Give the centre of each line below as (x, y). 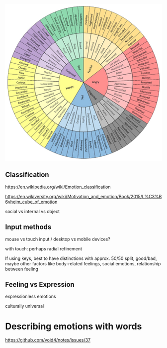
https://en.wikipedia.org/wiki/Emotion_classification (58, 187)
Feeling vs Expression (40, 285)
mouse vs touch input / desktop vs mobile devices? (58, 239)
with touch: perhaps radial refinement (44, 248)
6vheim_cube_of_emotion (31, 202)
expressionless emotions (31, 296)
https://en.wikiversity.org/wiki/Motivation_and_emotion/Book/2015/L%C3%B (83, 196)
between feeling (22, 269)
